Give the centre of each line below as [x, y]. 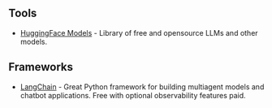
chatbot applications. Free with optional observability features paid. [133, 95]
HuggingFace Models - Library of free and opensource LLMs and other [139, 32]
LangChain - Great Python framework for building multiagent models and [142, 86]
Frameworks [41, 67]
